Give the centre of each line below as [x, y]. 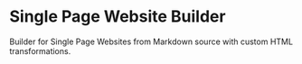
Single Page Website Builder [118, 17]
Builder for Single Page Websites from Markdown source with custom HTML [151, 41]
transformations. [40, 50]
